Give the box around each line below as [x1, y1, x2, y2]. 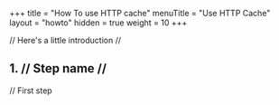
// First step [9, 85, 52, 96]
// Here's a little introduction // [9, 35, 122, 45]
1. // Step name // [9, 61, 107, 76]
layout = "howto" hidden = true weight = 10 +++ [9, 17, 188, 28]
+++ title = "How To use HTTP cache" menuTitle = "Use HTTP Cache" [9, 8, 271, 18]
